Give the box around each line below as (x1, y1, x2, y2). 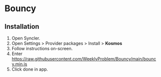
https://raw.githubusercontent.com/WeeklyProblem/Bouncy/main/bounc (11, 56, 156, 61)
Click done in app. (11, 66, 48, 72)
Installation (4, 22, 39, 31)
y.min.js (11, 61, 27, 67)
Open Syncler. (11, 35, 40, 41)
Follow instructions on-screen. (11, 46, 73, 51)
